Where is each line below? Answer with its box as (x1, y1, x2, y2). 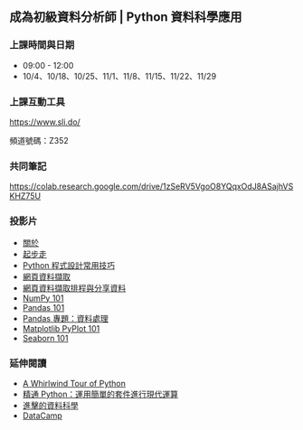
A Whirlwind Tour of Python (22, 378, 127, 388)
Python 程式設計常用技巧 (22, 259, 116, 270)
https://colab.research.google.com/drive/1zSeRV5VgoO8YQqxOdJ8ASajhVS (9, 181, 294, 192)
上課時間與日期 (9, 39, 75, 51)
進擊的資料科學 (22, 399, 79, 410)
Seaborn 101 (22, 332, 69, 343)
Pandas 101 (22, 302, 65, 313)
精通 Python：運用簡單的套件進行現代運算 (22, 388, 179, 399)
